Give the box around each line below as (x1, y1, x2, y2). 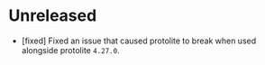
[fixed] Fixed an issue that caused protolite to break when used (21, 35, 257, 46)
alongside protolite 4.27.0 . (21, 44, 120, 55)
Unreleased (8, 5, 97, 26)
